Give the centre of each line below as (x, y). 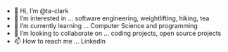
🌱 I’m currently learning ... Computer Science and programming (106, 26)
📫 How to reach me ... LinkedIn (60, 41)
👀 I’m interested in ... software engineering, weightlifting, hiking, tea (112, 18)
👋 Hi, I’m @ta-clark (41, 11)
